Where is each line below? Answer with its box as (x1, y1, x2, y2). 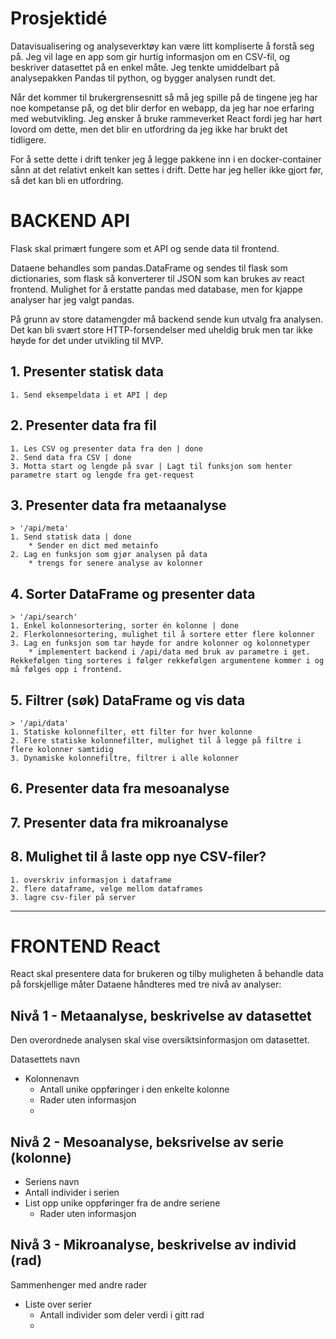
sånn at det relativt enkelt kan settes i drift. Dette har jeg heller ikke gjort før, (10, 163, 324, 176)
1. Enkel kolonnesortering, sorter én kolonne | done (10, 621, 240, 631)
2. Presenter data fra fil (10, 417, 157, 434)
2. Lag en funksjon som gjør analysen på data (10, 550, 208, 560)
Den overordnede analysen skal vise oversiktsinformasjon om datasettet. (10, 1034, 310, 1046)
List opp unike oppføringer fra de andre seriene (24, 1197, 221, 1209)
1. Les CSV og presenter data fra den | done (10, 443, 203, 454)
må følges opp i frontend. (10, 665, 123, 675)
